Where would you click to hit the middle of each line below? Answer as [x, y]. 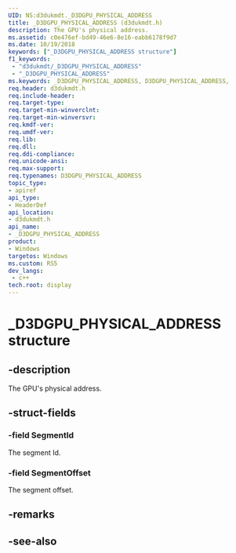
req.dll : [22, 147]
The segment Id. [34, 453]
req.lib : [22, 139]
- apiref [22, 190]
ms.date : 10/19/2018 [42, 45]
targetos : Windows [38, 256]
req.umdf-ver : [31, 132]
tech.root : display [40, 286]
